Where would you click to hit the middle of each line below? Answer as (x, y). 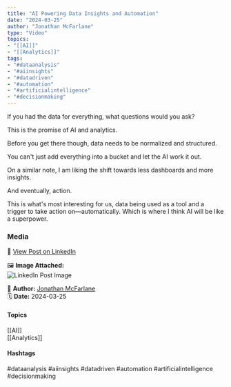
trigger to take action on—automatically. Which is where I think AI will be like (115, 211)
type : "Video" (28, 33)
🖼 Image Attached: (36, 266)
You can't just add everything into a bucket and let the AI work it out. (104, 157)
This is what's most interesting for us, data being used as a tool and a (106, 204)
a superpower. (28, 219)
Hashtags (21, 353)
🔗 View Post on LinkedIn (41, 252)
